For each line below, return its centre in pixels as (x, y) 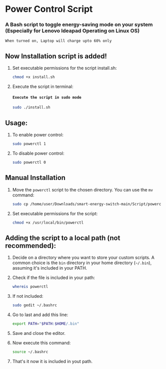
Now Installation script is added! (56, 56)
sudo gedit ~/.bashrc (34, 305)
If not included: (28, 296)
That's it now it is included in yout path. (52, 361)
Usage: (17, 123)
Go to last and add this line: (40, 315)
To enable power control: (38, 135)
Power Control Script (49, 9)
